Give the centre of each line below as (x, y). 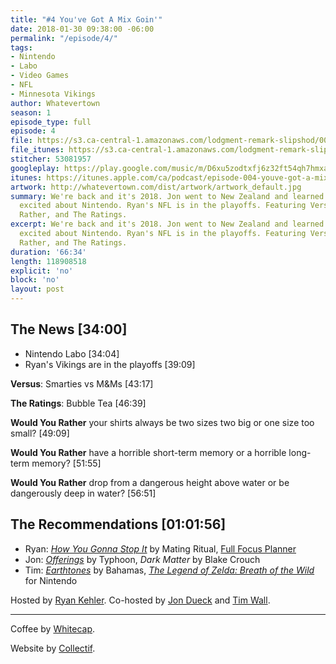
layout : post (37, 289)
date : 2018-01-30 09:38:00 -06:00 (82, 29)
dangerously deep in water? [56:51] (83, 493)
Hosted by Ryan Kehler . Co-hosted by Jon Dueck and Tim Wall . (140, 600)
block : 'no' (35, 280)
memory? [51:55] (66, 463)
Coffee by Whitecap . (53, 628)
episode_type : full (51, 122)
